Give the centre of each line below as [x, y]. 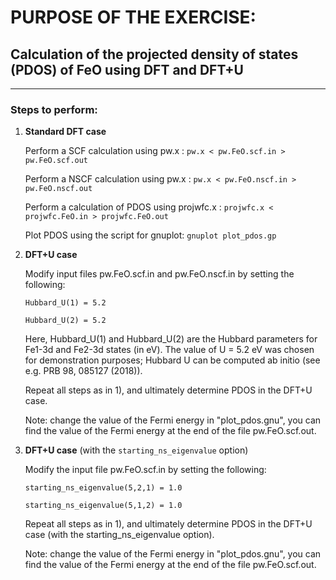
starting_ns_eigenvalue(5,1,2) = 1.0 [103, 506]
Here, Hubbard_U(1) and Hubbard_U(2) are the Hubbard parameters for [171, 339]
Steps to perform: [54, 109]
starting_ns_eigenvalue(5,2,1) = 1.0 [103, 488]
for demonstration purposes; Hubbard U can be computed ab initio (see [172, 360]
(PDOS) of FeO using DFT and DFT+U [127, 69]
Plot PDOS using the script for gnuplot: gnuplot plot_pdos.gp [150, 235]
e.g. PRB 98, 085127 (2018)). [83, 371]
